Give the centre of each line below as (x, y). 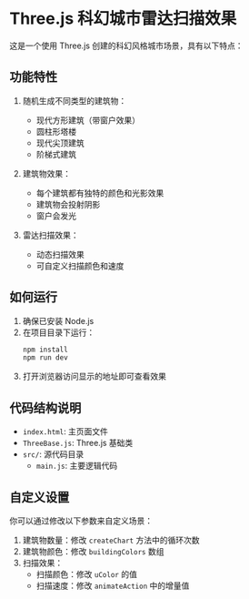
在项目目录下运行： (59, 332)
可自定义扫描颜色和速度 (80, 266)
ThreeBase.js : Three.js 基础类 (78, 443)
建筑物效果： (46, 173)
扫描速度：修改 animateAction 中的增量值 (113, 585)
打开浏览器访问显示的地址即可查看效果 (94, 376)
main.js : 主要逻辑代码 (77, 466)
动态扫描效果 (60, 254)
